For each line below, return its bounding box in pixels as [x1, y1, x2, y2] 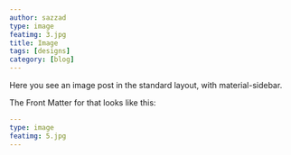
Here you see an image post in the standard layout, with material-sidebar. [9, 80, 283, 90]
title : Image [9, 38, 59, 48]
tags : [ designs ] [9, 47, 70, 56]
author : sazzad [9, 13, 67, 23]
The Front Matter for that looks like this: [9, 97, 156, 108]
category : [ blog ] [9, 55, 75, 64]
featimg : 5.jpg [9, 132, 67, 141]
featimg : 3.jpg [9, 30, 67, 39]
